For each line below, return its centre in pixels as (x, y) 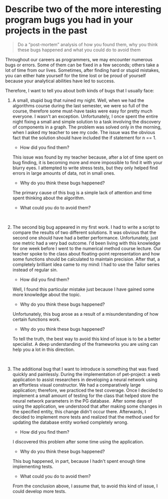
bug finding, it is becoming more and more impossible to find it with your (88, 162)
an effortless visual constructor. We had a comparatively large (76, 385)
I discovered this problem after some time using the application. (78, 442)
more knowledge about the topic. (47, 294)
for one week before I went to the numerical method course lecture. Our (87, 248)
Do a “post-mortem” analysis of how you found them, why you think (88, 44)
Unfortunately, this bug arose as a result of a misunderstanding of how (86, 314)
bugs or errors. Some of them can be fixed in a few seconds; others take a (82, 65)
